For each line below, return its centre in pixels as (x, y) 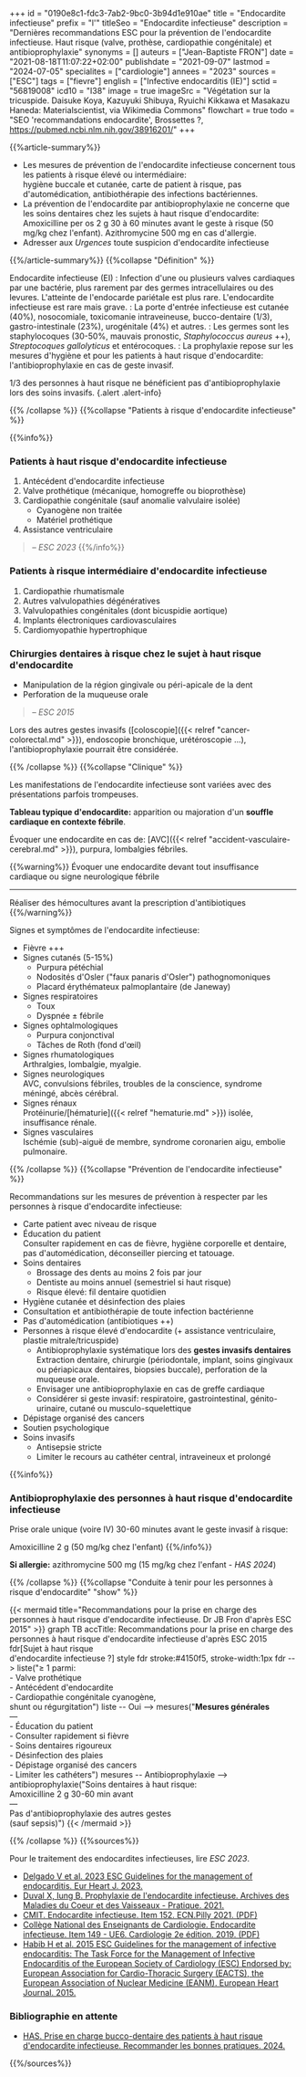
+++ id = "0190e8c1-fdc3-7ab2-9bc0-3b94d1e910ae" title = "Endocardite (148, 13)
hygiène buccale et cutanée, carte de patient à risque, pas (132, 184)
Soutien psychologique (66, 1427)
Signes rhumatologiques (68, 1054)
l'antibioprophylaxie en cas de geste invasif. (92, 365)
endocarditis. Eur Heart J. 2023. (82, 1886)
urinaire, (52, 1408)
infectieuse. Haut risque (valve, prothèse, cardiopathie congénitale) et (141, 42)
